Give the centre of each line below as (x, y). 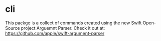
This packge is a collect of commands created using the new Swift (74, 23)
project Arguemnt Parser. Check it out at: (63, 28)
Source (12, 28)
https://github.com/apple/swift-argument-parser (55, 33)
